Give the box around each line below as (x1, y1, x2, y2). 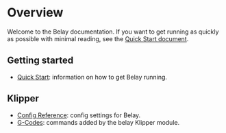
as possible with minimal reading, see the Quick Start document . (7, 34, 189, 43)
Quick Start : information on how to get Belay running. (16, 73, 168, 81)
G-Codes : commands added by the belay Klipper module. (16, 118, 180, 126)
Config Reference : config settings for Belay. (16, 111, 141, 119)
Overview (7, 5, 64, 21)
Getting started (7, 55, 74, 66)
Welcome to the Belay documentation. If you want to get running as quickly (7, 27, 219, 36)
